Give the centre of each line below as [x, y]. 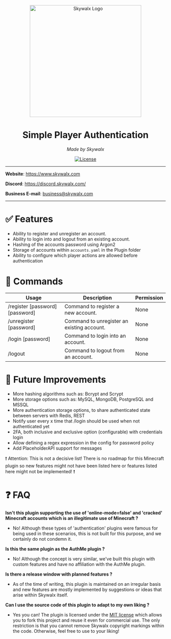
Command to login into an [95, 336]
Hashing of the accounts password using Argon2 [64, 244]
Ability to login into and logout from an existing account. [71, 239]
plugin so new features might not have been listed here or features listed [81, 466]
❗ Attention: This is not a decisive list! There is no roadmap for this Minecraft [85, 458]
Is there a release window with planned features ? [59, 574]
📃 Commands [34, 282]
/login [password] [29, 339]
